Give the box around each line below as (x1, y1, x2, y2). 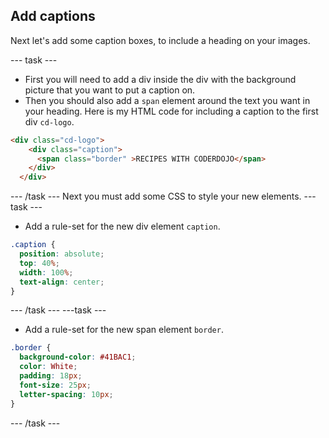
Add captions (10, 8, 96, 25)
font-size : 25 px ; (19, 380, 92, 390)
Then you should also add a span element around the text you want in (24, 94, 311, 106)
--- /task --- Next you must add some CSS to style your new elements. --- (10, 190, 317, 203)
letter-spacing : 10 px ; (19, 389, 114, 399)
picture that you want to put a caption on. (24, 84, 196, 96)
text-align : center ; (19, 277, 105, 287)
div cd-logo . (24, 115, 75, 128)
